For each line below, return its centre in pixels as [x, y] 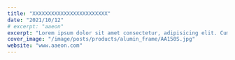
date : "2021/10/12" [36, 20]
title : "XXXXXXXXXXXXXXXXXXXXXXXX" [59, 13]
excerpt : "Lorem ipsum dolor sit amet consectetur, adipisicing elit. [112, 33]
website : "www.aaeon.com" [45, 46]
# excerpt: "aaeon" [36, 26]
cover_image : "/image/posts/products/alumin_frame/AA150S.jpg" [101, 39]
